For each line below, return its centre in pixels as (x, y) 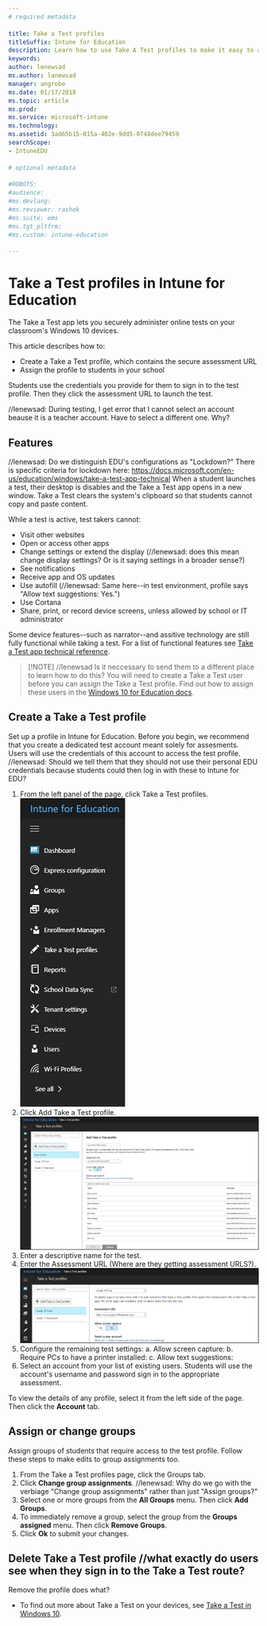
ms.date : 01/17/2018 (43, 92)
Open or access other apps (64, 543)
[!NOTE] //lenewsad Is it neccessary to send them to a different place (141, 667)
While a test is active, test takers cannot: (75, 519)
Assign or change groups (72, 1432)
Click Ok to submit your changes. (74, 1533)
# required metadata (43, 17)
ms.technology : (33, 126)
